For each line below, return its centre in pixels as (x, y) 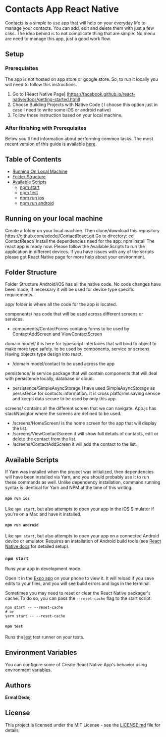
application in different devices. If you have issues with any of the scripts (80, 252)
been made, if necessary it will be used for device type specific (70, 290)
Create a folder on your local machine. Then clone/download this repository (83, 230)
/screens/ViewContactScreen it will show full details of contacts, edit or (85, 434)
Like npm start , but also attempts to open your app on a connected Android (82, 535)
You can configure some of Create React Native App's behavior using (76, 664)
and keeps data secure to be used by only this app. (65, 399)
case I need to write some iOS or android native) (62, 109)
